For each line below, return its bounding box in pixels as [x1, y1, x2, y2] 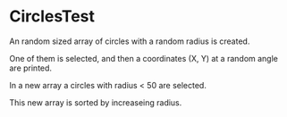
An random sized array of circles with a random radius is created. [9, 36, 250, 46]
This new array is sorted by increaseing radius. [9, 96, 182, 108]
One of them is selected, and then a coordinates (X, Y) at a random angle [9, 53, 279, 63]
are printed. [9, 63, 52, 73]
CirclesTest [9, 6, 96, 27]
